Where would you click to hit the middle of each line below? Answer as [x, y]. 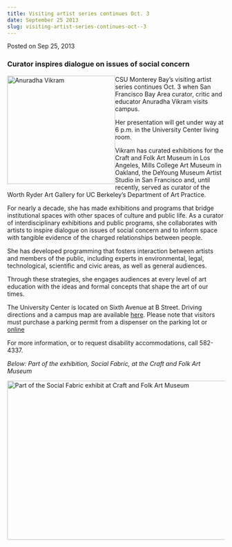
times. [16, 294]
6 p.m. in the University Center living [167, 130]
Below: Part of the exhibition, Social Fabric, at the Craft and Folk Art [104, 363]
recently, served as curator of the [163, 187]
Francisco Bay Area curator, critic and [168, 94]
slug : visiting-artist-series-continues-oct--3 [77, 26]
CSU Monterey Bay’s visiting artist [163, 79]
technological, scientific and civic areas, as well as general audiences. [107, 266]
